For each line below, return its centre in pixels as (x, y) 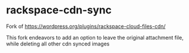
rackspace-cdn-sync (59, 10)
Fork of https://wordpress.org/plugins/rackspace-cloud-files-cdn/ (86, 26)
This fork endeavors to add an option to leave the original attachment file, (95, 37)
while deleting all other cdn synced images (58, 44)
